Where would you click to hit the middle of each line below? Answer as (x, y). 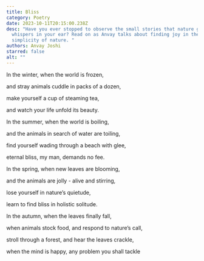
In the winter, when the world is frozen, (55, 74)
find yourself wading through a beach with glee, (66, 145)
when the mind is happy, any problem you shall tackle (73, 251)
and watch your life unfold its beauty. (53, 110)
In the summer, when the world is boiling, (58, 122)
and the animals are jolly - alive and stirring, (61, 181)
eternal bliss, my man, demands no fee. (56, 157)
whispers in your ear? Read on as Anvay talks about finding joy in (100, 35)
